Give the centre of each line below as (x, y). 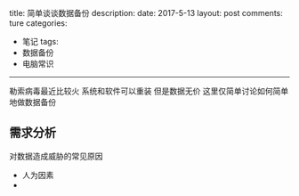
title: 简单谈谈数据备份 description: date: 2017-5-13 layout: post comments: (146, 13)
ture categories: (38, 23)
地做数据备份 (32, 102)
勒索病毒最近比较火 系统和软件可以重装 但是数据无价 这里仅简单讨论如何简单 (149, 91)
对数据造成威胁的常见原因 (56, 156)
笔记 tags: (40, 41)
